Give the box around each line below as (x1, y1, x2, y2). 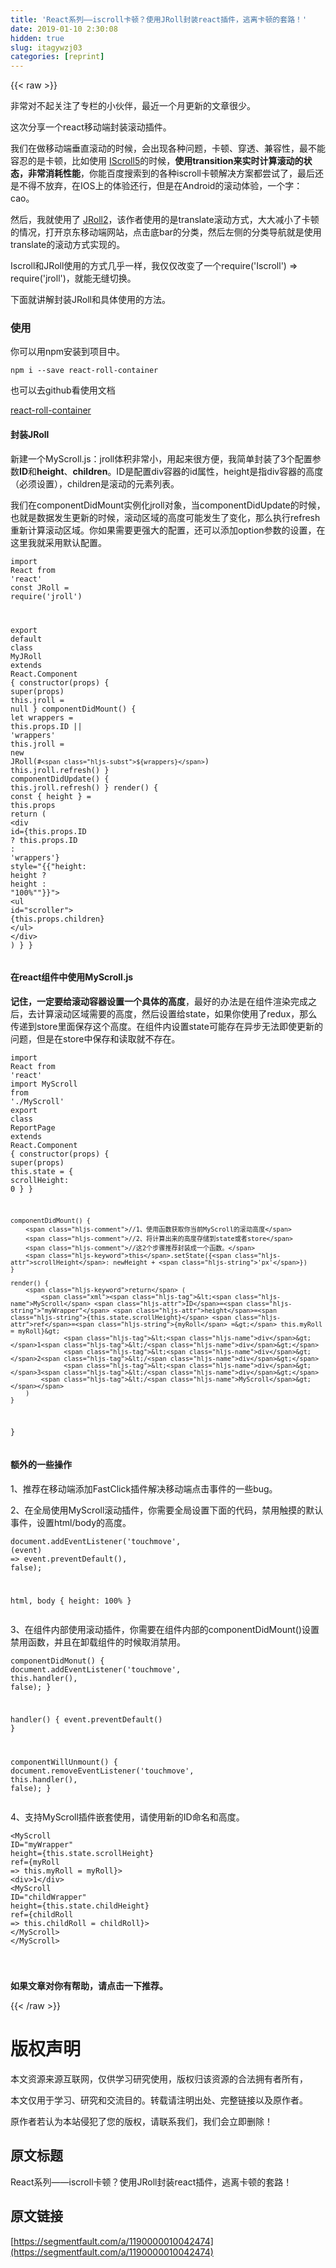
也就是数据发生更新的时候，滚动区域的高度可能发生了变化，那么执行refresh (10, 511, 321, 523)
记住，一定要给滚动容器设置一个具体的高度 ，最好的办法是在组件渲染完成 (10, 995, 308, 1007)
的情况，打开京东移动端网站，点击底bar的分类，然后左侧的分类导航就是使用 (10, 226, 322, 238)
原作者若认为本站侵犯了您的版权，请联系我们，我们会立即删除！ (10, 2115, 273, 2127)
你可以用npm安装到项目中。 (10, 346, 126, 358)
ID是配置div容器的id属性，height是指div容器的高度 (116, 465, 324, 477)
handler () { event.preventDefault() (10, 1715, 163, 1725)
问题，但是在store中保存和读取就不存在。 (10, 1032, 181, 1045)
